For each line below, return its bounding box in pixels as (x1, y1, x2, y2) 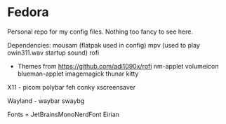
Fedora (7, 4, 49, 20)
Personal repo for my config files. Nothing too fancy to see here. (7, 27, 194, 36)
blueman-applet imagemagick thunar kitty (17, 69, 139, 78)
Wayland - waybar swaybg (7, 96, 85, 105)
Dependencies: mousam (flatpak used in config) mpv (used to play (7, 41, 200, 49)
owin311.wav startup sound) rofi (7, 48, 100, 57)
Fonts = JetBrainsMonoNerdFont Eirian (7, 110, 120, 118)
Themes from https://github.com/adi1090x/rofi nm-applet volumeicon (17, 62, 219, 70)
